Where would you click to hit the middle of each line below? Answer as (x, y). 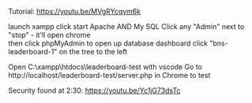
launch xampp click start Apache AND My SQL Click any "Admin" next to (126, 26)
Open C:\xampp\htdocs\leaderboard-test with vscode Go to (105, 67)
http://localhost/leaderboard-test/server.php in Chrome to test (109, 75)
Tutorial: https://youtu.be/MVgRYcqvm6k (74, 11)
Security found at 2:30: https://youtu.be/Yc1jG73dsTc (94, 90)
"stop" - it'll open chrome (49, 35)
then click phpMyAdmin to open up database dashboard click (108, 43)
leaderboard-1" (33, 51)
